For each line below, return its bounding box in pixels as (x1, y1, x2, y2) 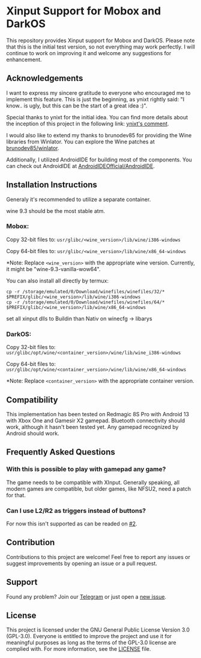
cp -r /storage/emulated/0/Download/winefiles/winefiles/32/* (6, 289, 165, 295)
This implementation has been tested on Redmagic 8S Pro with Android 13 (6, 410, 190, 417)
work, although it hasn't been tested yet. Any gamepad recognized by (6, 423, 179, 430)
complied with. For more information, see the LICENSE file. (6, 645, 151, 653)
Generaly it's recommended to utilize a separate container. (6, 196, 151, 203)
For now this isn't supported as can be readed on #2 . (6, 520, 137, 527)
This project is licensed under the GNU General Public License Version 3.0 (6, 626, 190, 633)
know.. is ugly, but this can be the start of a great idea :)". (6, 102, 148, 109)
